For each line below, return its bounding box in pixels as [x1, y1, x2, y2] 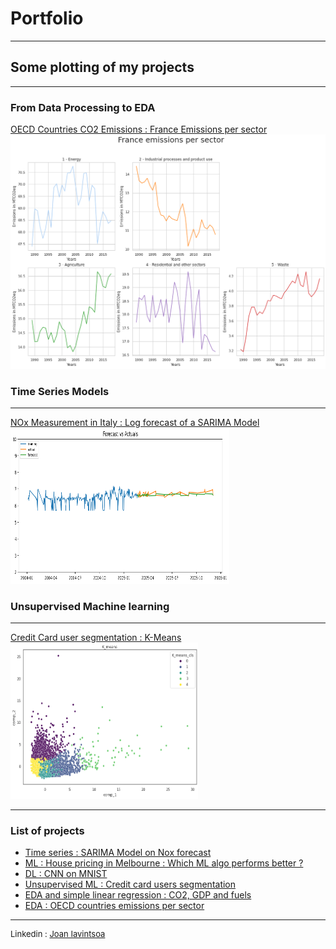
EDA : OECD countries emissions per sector [24, 900, 205, 912]
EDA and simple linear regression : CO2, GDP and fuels [24, 889, 252, 901]
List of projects [10, 824, 85, 838]
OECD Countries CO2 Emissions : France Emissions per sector [10, 123, 268, 136]
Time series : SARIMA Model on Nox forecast [24, 847, 212, 859]
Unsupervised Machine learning [10, 599, 170, 613]
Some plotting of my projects [10, 59, 195, 76]
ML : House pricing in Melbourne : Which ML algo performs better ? [24, 857, 304, 869]
